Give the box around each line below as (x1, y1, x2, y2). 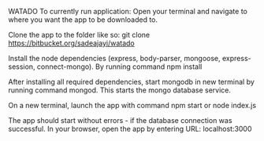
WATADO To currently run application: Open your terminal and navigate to (8, 7, 248, 16)
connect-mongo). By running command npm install (36, 62, 203, 71)
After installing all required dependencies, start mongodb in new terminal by (8, 78, 255, 86)
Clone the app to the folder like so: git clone (8, 31, 151, 39)
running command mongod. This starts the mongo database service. (8, 85, 231, 95)
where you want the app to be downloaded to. (8, 15, 158, 24)
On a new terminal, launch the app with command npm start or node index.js (8, 101, 257, 110)
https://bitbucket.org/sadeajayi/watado (8, 38, 136, 48)
